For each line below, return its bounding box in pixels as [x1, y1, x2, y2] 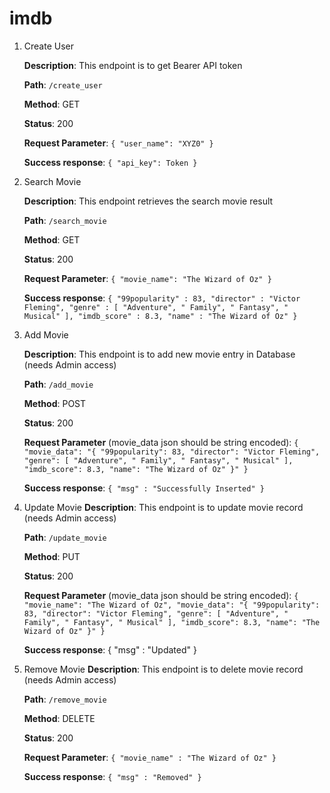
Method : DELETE [23, 712, 96, 724]
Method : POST [23, 397, 87, 409]
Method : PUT [23, 550, 81, 562]
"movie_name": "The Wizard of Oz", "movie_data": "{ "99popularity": [23, 600, 321, 610]
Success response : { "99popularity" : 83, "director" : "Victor [23, 292, 301, 304]
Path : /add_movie [23, 378, 94, 390]
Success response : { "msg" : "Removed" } [23, 770, 202, 782]
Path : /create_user [23, 78, 103, 91]
